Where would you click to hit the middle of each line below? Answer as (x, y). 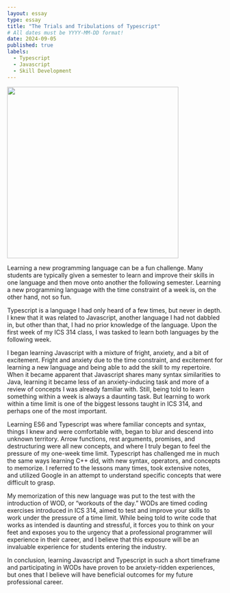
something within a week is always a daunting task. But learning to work (108, 396)
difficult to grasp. (31, 482)
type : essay (24, 20)
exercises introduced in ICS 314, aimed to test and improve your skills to (108, 510)
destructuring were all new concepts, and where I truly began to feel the (109, 446)
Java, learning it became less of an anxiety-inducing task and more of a (108, 382)
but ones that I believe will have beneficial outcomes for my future (100, 574)
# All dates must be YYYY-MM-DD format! (66, 33)
